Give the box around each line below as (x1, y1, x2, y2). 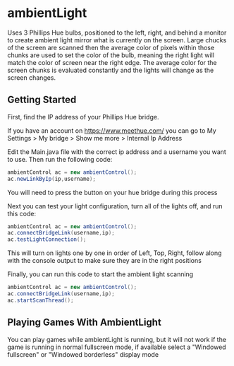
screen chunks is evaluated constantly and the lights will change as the (7, 66, 214, 74)
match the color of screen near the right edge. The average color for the (7, 58, 217, 66)
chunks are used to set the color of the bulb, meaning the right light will (7, 51, 215, 59)
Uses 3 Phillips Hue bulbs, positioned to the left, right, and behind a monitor (7, 28, 227, 37)
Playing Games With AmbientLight (7, 317, 162, 329)
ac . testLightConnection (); (7, 236, 87, 243)
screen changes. (7, 73, 56, 82)
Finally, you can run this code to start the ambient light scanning (7, 270, 194, 278)
